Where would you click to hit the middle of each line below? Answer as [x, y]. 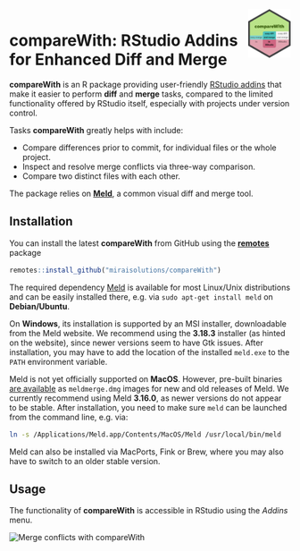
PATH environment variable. [58, 361]
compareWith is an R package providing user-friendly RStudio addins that [146, 84]
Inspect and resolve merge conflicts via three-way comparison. [139, 166]
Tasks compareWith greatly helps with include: [96, 130]
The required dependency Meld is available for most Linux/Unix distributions [150, 287]
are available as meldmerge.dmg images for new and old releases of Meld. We [149, 388]
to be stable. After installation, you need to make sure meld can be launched [148, 407]
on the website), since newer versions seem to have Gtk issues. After [136, 343]
